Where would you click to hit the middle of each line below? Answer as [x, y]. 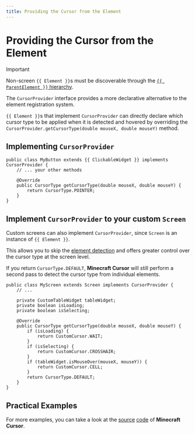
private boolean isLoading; [51, 306]
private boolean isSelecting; [53, 311]
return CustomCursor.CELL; [70, 367]
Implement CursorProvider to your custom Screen [96, 219]
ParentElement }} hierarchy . [40, 87]
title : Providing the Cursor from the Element [64, 11]
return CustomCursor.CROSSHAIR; [76, 352]
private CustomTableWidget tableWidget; [66, 300]
